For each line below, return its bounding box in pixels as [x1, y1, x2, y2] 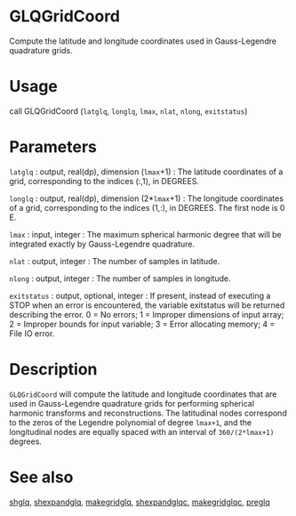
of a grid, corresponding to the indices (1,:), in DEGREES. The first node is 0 [9, 202, 285, 213]
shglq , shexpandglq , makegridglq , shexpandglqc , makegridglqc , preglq [9, 496, 271, 507]
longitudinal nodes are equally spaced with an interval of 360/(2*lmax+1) [9, 426, 275, 437]
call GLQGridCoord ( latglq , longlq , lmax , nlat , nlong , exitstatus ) [9, 105, 248, 117]
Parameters [9, 137, 98, 157]
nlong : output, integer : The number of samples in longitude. [9, 273, 231, 284]
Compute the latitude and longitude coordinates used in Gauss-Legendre [9, 36, 277, 46]
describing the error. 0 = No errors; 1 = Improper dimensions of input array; [9, 309, 284, 319]
